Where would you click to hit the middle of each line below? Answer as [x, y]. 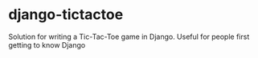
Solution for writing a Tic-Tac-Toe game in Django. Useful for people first [129, 37]
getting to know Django [47, 44]
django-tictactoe [66, 15]
